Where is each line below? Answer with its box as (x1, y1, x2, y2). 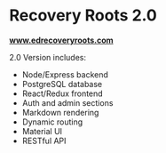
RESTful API (21, 135, 67, 146)
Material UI (21, 125, 63, 136)
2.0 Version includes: (9, 52, 87, 62)
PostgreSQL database (21, 78, 103, 89)
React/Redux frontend (21, 88, 104, 99)
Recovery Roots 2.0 (9, 5, 157, 26)
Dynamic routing (21, 117, 83, 127)
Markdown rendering (21, 107, 99, 117)
